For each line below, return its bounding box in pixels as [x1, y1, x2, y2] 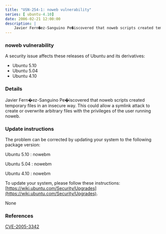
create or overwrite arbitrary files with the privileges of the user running [5, 108, 151, 114]
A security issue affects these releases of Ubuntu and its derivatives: [5, 53, 145, 59]
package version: [5, 142, 41, 148]
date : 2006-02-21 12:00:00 [5, 16, 61, 21]
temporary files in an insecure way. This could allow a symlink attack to [5, 102, 150, 109]
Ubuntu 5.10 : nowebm [5, 152, 51, 157]
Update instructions [5, 125, 54, 132]
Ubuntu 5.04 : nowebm [5, 161, 52, 167]
